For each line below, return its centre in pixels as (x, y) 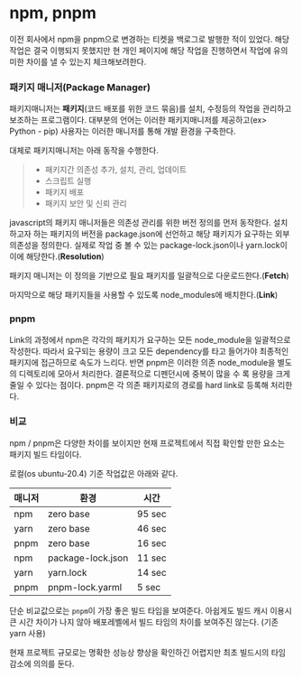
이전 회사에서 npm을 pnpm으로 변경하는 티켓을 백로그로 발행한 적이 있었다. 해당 (150, 39)
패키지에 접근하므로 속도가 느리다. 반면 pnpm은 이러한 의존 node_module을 (142, 362)
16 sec (151, 543)
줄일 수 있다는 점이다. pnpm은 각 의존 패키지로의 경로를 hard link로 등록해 (139, 385)
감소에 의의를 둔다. (42, 663)
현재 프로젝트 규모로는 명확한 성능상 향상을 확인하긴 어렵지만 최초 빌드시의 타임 (148, 652)
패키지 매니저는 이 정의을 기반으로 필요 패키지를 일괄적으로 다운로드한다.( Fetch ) (150, 276)
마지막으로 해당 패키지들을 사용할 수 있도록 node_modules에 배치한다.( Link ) (144, 295)
